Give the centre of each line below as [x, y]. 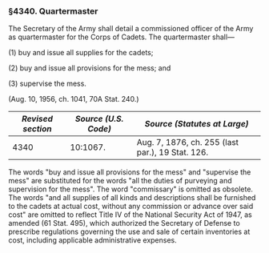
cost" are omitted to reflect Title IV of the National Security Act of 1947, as [130, 215]
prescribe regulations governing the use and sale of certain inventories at [129, 232]
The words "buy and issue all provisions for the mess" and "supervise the [130, 172]
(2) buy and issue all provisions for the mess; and [90, 68]
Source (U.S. [99, 119]
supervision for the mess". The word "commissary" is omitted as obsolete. [131, 189]
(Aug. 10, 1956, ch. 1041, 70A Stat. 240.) [74, 99]
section [37, 129]
